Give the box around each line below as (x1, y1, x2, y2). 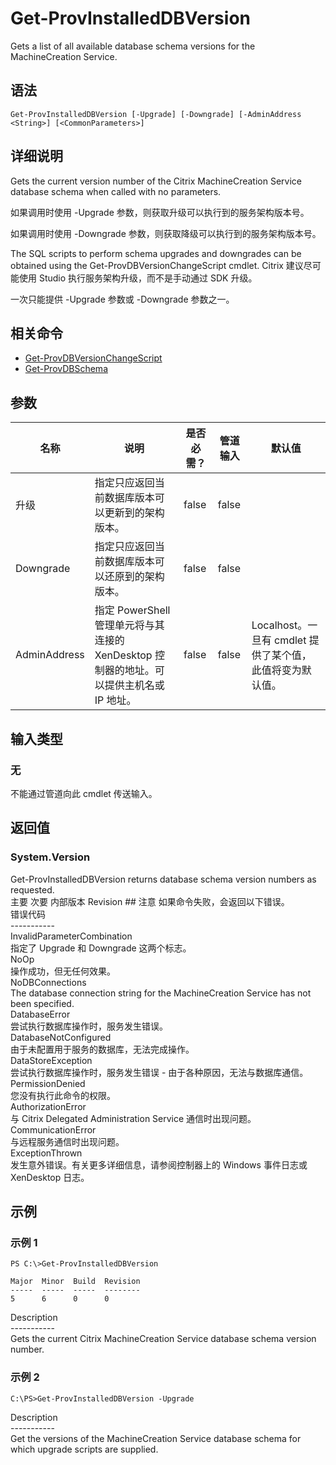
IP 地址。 (94, 693, 137, 707)
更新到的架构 (104, 506, 165, 520)
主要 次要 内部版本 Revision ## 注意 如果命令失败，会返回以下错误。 (10, 895, 290, 907)
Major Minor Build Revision (10, 1277, 141, 1287)
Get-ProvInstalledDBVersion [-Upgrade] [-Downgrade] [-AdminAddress (10, 109, 302, 119)
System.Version (10, 850, 91, 864)
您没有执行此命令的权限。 (10, 1089, 116, 1101)
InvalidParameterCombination (10, 930, 133, 942)
